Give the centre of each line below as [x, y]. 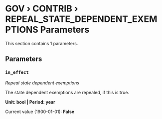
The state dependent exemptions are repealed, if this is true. [67, 92]
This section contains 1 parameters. [42, 43]
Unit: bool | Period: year [30, 102]
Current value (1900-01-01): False [40, 112]
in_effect [17, 73]
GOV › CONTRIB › [42, 9]
